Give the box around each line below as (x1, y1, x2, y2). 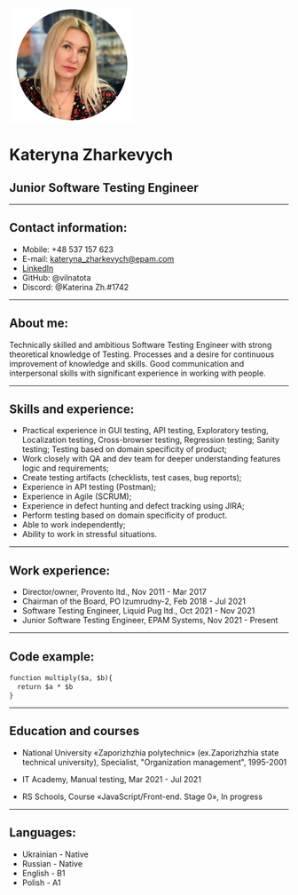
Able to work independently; (21, 519, 126, 530)
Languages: (9, 825, 77, 841)
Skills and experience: (9, 402, 135, 417)
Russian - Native (21, 858, 82, 868)
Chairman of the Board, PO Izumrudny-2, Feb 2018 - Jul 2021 (21, 596, 247, 606)
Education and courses (9, 724, 140, 739)
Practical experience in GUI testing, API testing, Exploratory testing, (21, 425, 269, 436)
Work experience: (9, 563, 111, 578)
